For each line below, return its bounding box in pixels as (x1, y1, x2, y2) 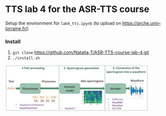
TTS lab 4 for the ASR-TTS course (5, 4, 149, 15)
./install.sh (12, 56, 40, 61)
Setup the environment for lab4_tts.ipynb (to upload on (5, 20, 122, 26)
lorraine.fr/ (5, 25, 28, 31)
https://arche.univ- (122, 20, 161, 26)
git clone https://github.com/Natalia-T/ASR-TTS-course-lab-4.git (12, 49, 149, 56)
